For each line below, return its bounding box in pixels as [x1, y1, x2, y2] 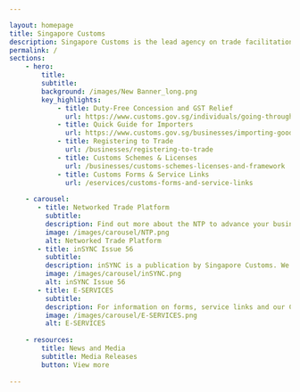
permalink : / [9, 45, 58, 54]
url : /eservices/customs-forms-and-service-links [65, 178, 254, 187]
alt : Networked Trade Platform [45, 236, 162, 245]
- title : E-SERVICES [37, 286, 114, 295]
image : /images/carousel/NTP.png [45, 228, 170, 237]
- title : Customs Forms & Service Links [56, 170, 210, 179]
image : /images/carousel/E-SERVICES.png [45, 311, 198, 320]
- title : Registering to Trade [56, 137, 174, 146]
